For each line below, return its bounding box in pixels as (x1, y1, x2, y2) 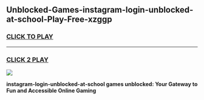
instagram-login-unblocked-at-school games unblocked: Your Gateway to (6, 80, 198, 87)
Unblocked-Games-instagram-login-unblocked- (6, 5, 194, 15)
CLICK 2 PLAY (6, 55, 49, 64)
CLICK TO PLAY (6, 33, 53, 41)
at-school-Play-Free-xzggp (6, 15, 112, 25)
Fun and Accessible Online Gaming (6, 87, 97, 94)
